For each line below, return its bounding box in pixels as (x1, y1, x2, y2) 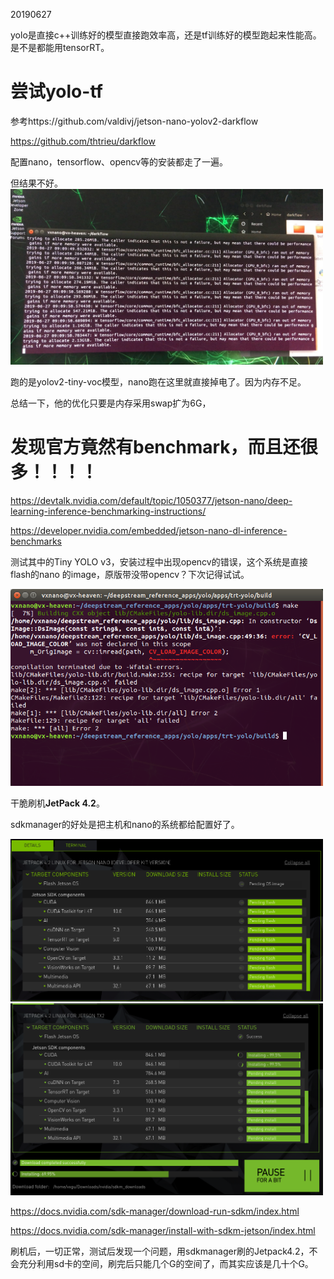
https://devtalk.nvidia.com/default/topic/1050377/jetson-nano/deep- (10, 495, 293, 507)
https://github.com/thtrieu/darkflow (10, 135, 156, 147)
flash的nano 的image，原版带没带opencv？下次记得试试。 (10, 569, 250, 581)
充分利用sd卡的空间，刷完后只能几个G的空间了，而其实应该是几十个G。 (18, 1258, 314, 1270)
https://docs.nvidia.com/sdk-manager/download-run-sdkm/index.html (10, 1205, 300, 1218)
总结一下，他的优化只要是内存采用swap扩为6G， (10, 397, 212, 409)
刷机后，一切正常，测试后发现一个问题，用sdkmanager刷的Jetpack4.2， (10, 1245, 310, 1258)
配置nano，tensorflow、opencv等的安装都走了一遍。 (10, 155, 229, 168)
